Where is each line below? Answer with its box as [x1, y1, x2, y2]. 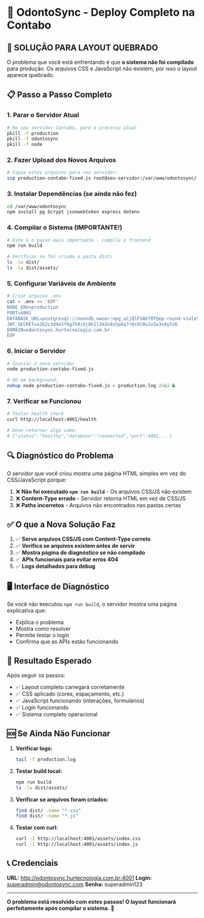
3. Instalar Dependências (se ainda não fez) [7, 190, 137, 198]
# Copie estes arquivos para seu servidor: [7, 170, 119, 176]
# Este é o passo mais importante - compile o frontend [7, 237, 151, 243]
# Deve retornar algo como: [7, 427, 78, 434]
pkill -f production [7, 130, 59, 136]
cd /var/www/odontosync [7, 203, 67, 210]
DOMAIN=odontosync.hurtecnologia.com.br [7, 327, 111, 333]
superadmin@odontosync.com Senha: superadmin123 [7, 880, 143, 888]
